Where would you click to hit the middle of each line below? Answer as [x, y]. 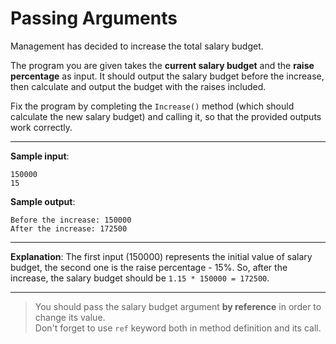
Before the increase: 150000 [71, 220]
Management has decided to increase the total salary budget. [137, 46]
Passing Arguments [94, 18]
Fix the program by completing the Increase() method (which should [152, 106]
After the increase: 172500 [69, 228]
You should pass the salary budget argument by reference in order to [178, 306]
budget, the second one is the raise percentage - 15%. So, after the [149, 267]
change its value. [70, 317]
